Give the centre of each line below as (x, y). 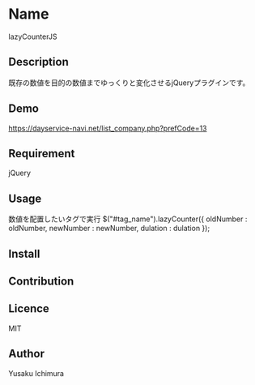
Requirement (42, 154)
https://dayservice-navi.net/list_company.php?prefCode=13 (108, 128)
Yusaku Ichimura (36, 373)
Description (38, 62)
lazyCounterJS (33, 36)
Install (24, 253)
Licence (29, 309)
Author (26, 354)
